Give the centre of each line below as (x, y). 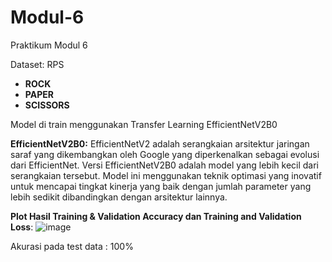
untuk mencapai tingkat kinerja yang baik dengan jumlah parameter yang (161, 186)
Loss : (22, 227)
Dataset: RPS (37, 64)
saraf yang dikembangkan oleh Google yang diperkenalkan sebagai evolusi (165, 154)
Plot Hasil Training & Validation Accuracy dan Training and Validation (156, 216)
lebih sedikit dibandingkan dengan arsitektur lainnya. (119, 197)
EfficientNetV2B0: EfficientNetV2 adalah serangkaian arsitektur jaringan (160, 143)
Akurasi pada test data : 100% (72, 246)
